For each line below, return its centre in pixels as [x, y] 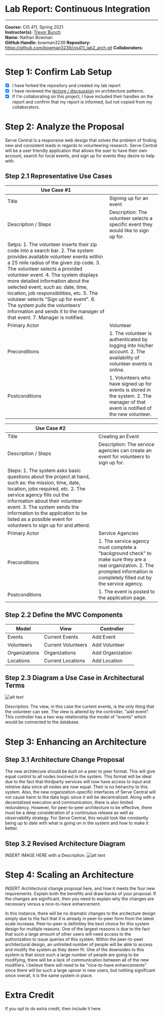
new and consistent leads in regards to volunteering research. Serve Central [81, 145]
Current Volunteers [65, 645]
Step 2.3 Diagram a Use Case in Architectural [74, 678]
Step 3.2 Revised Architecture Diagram [65, 843]
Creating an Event [119, 436]
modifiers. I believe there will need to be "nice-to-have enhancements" [76, 965]
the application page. [122, 597]
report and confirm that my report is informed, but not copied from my [82, 102]
